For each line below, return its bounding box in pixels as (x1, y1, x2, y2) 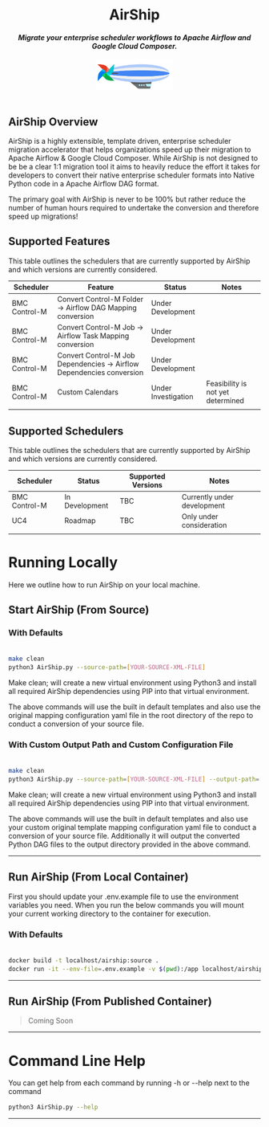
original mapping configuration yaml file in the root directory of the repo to (8, 710, 254, 720)
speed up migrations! (8, 211, 78, 222)
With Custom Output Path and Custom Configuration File (8, 739, 234, 750)
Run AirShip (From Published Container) (8, 994, 212, 1008)
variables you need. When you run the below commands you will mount (8, 900, 244, 909)
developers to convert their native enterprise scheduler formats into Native (8, 170, 255, 180)
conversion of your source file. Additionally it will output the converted (8, 831, 240, 840)
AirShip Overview (8, 115, 98, 129)
